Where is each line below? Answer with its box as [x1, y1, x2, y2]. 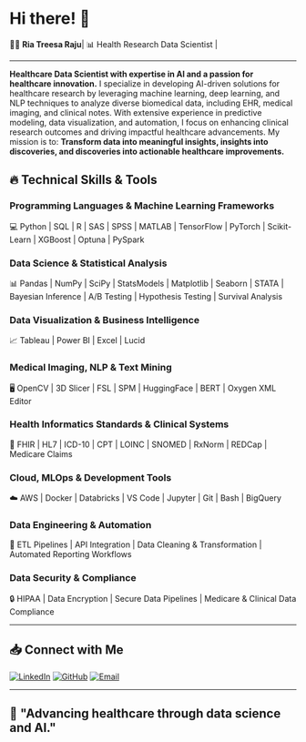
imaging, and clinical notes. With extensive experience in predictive [9, 107, 262, 117]
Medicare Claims [9, 448, 73, 459]
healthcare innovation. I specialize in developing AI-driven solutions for [9, 77, 280, 89]
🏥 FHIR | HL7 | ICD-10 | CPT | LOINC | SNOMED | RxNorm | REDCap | [9, 439, 268, 450]
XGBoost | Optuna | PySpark [37, 234, 145, 245]
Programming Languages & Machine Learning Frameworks [9, 199, 275, 212]
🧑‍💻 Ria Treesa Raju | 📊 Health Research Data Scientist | [9, 38, 219, 49]
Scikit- [267, 220, 292, 231]
